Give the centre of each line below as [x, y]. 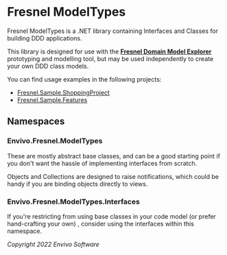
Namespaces [36, 122]
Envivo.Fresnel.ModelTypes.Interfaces [74, 202]
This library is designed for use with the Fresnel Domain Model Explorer [109, 51]
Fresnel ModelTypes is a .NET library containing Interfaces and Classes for [113, 31]
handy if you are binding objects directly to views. [77, 184]
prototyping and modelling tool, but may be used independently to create [110, 58]
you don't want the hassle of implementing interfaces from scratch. [102, 163]
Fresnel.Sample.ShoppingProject [63, 93]
